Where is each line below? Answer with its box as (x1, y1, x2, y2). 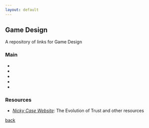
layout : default (5, 7, 39, 12)
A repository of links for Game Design (5, 39, 82, 45)
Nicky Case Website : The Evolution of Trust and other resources (12, 108, 144, 114)
